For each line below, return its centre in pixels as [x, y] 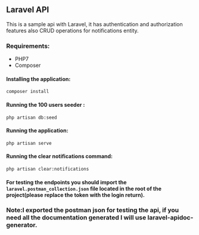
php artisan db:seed [32, 117]
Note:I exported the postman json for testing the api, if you [93, 210]
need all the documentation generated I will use [76, 218]
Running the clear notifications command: [60, 156]
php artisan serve [29, 143]
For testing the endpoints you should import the [66, 182]
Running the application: [37, 131]
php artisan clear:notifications [48, 169]
